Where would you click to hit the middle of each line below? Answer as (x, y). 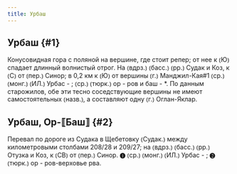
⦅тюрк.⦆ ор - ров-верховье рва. (54, 163)
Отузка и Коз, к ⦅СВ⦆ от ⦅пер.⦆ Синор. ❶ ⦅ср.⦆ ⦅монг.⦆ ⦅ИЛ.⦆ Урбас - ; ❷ (111, 155)
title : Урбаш (27, 14)
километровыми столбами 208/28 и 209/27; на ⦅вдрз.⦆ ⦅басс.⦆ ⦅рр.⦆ (109, 147)
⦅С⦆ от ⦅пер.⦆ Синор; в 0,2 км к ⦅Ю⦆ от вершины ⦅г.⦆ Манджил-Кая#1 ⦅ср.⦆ (116, 76)
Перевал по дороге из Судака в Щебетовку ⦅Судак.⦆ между (98, 139)
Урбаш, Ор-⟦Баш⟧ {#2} (60, 122)
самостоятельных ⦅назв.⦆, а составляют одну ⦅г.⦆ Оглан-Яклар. (102, 99)
